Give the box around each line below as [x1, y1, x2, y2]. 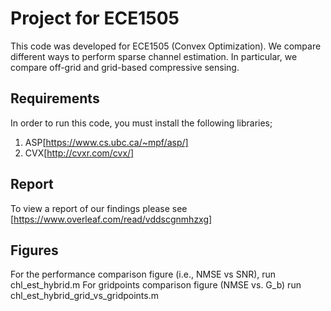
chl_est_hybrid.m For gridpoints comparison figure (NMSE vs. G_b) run [10, 279, 302, 291]
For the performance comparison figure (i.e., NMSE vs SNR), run [10, 268, 277, 281]
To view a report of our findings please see [10, 202, 188, 214]
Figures [10, 242, 59, 259]
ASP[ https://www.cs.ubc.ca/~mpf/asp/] [24, 136, 189, 148]
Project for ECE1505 [10, 7, 180, 30]
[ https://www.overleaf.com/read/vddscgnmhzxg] [10, 213, 213, 225]
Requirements [10, 90, 100, 107]
